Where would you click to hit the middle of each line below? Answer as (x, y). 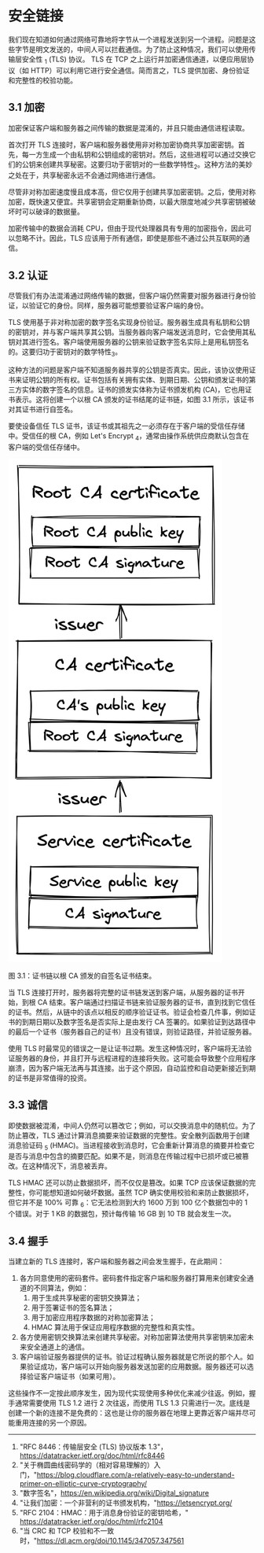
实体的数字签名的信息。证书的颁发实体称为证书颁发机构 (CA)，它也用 (133, 389)
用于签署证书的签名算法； (73, 1308)
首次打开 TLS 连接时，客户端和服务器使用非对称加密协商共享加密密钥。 (123, 144)
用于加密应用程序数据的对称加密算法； (93, 1317)
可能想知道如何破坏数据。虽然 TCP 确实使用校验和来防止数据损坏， (144, 1193)
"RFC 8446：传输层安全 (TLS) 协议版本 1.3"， (93, 1446)
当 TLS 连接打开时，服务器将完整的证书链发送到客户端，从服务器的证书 (123, 992)
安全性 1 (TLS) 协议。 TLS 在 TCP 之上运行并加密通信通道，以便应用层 (134, 60)
